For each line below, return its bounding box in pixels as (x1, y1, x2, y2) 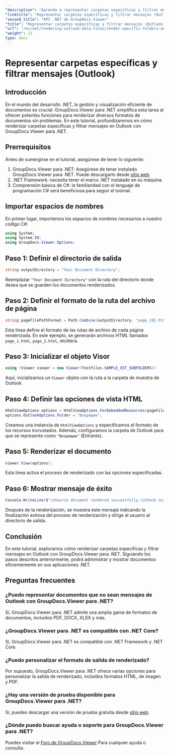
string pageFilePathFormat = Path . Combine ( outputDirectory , (5, 317, 134, 323)
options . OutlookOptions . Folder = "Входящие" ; (5, 412, 102, 418)
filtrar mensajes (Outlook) (5, 68, 116, 80)
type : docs (5, 36, 28, 41)
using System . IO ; (5, 235, 42, 240)
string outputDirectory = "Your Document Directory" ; (5, 267, 121, 273)
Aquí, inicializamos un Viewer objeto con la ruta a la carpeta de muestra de (5, 374, 159, 381)
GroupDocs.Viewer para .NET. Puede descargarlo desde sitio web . (12, 171, 151, 177)
